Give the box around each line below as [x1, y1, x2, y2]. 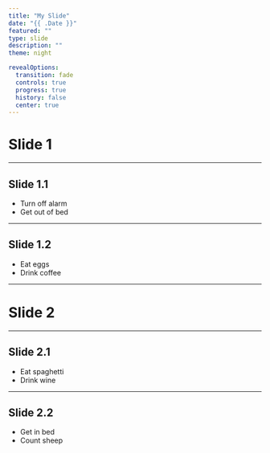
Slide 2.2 [8, 406, 54, 419]
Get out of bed [19, 207, 68, 217]
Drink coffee [19, 267, 62, 277]
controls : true [15, 78, 67, 87]
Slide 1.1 [8, 178, 49, 191]
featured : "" [8, 27, 52, 35]
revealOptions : [8, 63, 59, 72]
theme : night [8, 49, 52, 57]
